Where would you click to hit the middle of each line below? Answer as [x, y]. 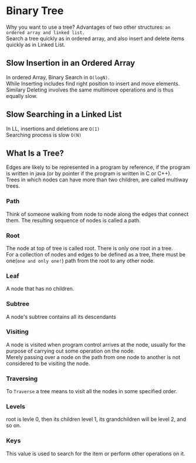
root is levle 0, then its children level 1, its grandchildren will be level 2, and [96, 419]
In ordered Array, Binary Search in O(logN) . [58, 77]
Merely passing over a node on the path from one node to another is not [93, 357]
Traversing [22, 378]
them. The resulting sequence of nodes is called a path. [73, 220]
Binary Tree [35, 11]
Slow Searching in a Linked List [64, 115]
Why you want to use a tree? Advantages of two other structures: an [88, 27]
